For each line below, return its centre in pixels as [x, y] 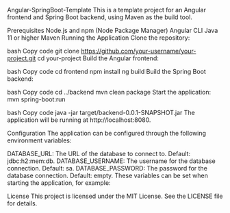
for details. [22, 203]
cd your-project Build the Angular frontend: [98, 58]
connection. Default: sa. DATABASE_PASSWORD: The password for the [107, 168]
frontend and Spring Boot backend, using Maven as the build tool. [100, 17]
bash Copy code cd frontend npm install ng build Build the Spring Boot [107, 72]
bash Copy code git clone [43, 51]
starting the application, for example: [59, 183]
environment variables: [39, 140]
